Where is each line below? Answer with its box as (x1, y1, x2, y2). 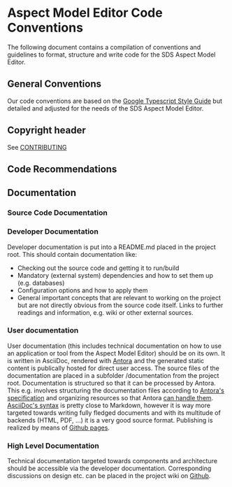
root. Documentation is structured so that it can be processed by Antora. (7, 379, 217, 387)
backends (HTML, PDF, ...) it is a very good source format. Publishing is (7, 416, 213, 424)
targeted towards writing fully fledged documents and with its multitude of (7, 408, 222, 417)
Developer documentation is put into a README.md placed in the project (7, 243, 217, 251)
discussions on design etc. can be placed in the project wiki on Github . (7, 472, 211, 480)
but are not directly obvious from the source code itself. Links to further (17, 301, 224, 309)
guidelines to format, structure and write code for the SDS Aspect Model (7, 50, 216, 59)
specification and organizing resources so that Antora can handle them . (7, 393, 214, 402)
